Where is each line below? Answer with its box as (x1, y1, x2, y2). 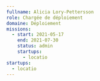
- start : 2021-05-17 (12, 32, 64, 38)
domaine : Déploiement (6, 20, 62, 26)
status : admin (17, 43, 53, 49)
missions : (6, 26, 32, 32)
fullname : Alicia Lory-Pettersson (6, 9, 95, 15)
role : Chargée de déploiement (6, 15, 84, 21)
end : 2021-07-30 (17, 37, 59, 43)
